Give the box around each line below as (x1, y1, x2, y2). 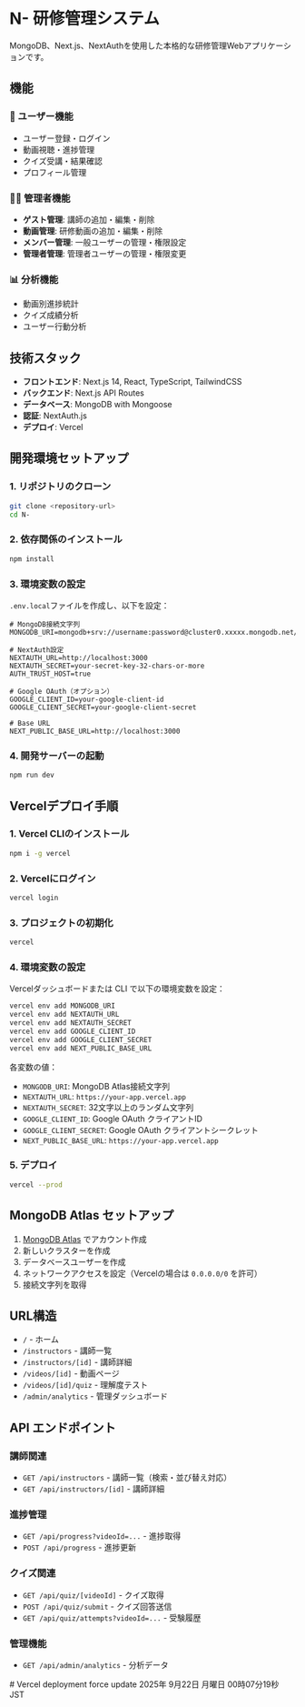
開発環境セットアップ (9, 451, 129, 467)
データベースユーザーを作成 (22, 1256, 126, 1267)
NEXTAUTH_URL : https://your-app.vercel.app (22, 1090, 186, 1101)
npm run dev (9, 770, 54, 780)
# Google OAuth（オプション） (9, 687, 114, 696)
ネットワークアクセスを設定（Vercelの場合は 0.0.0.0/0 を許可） (22, 1268, 263, 1279)
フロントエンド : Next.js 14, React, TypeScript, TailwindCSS (22, 377, 242, 387)
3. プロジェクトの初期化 (9, 916, 113, 929)
